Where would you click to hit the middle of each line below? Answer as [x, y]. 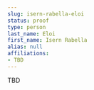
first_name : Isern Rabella [47, 40]
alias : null [25, 47]
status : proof [28, 21]
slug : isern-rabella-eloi [46, 14]
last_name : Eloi [31, 34]
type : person [27, 27]
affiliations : [28, 54]
